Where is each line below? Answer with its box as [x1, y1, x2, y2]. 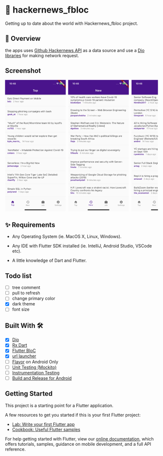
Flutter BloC [12, 348, 36, 354]
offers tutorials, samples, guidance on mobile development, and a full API [5, 441, 151, 447]
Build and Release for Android [12, 375, 72, 381]
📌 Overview [5, 34, 41, 43]
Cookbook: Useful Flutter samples [12, 426, 81, 432]
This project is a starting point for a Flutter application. [5, 403, 114, 408]
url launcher [12, 353, 36, 359]
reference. [5, 446, 26, 452]
